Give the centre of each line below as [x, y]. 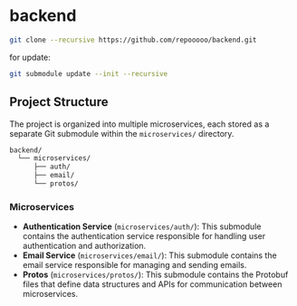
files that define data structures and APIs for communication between [152, 284]
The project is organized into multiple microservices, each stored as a [139, 124]
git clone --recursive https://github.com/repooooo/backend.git [133, 40]
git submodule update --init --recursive [89, 73]
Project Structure [59, 102]
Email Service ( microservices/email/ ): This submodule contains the [150, 255]
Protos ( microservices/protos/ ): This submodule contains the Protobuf [155, 275]
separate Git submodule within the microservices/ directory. [122, 133]
